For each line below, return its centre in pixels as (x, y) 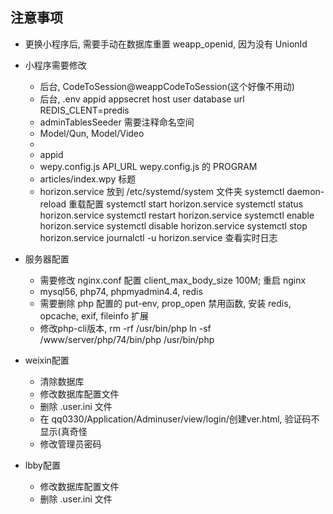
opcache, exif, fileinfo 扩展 (94, 315)
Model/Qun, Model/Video (92, 133)
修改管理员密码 (70, 444)
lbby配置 (42, 465)
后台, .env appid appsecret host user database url (142, 99)
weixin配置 (47, 360)
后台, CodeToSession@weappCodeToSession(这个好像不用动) (167, 86)
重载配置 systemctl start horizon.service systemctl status (186, 204)
